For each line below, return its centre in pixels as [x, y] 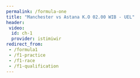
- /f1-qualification [34, 66]
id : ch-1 [22, 33]
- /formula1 [23, 50]
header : [16, 22]
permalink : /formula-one [36, 11]
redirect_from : [25, 45]
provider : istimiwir [36, 39]
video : [17, 28]
